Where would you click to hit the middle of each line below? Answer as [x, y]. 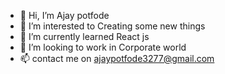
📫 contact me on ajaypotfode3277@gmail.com [117, 58]
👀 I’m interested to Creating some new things [112, 26]
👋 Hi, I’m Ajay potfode [64, 15]
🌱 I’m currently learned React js [84, 36]
